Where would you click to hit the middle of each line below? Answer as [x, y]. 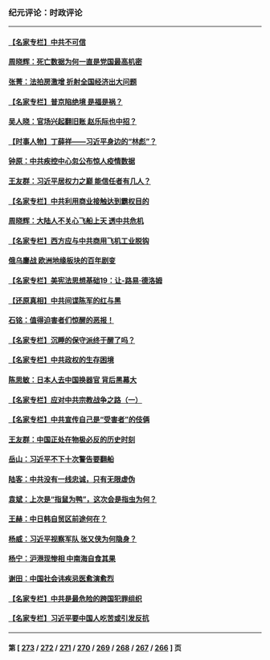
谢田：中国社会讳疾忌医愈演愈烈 [61, 578]
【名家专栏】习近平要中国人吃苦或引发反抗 [79, 618]
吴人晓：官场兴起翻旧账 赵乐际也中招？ [73, 121]
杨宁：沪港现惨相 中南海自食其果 [62, 559]
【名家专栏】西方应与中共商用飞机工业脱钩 [79, 240]
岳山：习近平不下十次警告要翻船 [61, 459]
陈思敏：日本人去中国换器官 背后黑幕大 [73, 380]
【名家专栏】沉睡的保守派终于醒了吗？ [72, 340]
